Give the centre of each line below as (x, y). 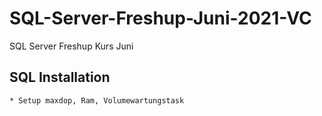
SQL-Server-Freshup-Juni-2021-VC (160, 18)
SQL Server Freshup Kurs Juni (71, 46)
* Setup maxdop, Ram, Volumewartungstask (97, 100)
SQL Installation (60, 77)
